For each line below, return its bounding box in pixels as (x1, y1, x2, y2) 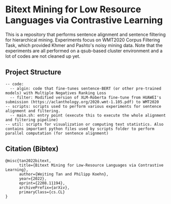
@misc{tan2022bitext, (5, 158, 52, 163)
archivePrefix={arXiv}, (18, 185, 70, 190)
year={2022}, (18, 176, 47, 181)
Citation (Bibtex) (5, 145, 59, 153)
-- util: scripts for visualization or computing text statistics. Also (5, 122, 164, 127)
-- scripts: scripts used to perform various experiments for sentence (5, 104, 161, 109)
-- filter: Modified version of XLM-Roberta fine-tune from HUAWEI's (10, 95, 161, 100)
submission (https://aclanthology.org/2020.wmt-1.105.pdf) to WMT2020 (5, 99, 159, 104)
